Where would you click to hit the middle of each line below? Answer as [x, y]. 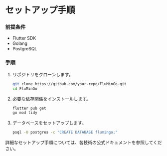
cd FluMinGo [25, 88]
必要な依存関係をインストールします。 [52, 99]
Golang [20, 43]
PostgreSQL [25, 49]
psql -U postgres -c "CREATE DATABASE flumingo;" [65, 133]
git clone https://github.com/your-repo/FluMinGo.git [69, 84]
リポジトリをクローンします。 [43, 74]
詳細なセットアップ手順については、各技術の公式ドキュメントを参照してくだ [83, 143]
